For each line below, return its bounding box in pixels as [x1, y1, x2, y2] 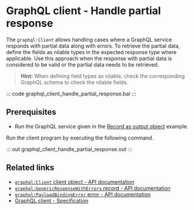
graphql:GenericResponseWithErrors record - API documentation [14, 184, 170, 192]
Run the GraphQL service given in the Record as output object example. [14, 122, 189, 130]
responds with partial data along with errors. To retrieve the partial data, [6, 42, 180, 49]
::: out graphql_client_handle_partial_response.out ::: [6, 145, 133, 152]
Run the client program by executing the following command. [6, 134, 154, 141]
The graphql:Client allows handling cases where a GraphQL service [6, 36, 172, 43]
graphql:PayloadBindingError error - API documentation [14, 191, 151, 198]
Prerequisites [6, 107, 56, 117]
